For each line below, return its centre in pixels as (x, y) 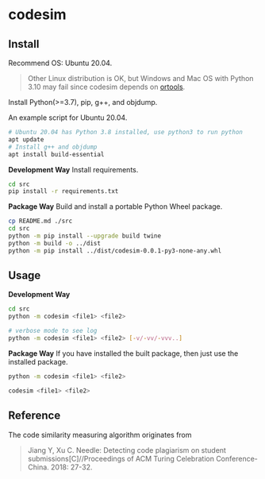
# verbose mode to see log (53, 331)
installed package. (38, 361)
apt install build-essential (56, 154)
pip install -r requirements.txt (63, 191)
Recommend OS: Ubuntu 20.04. (60, 63)
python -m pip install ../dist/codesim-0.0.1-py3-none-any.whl (115, 251)
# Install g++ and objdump (53, 147)
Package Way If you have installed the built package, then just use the (123, 353)
